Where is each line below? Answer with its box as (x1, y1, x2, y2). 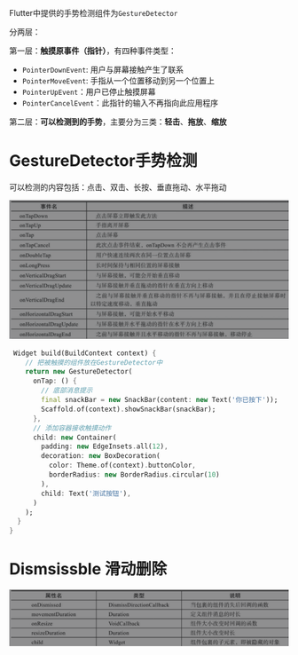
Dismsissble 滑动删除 (9, 559, 168, 580)
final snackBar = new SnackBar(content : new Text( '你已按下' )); (41, 396, 278, 405)
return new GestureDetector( (25, 367, 133, 376)
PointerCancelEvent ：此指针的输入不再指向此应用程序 (21, 98, 219, 108)
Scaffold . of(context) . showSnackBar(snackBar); (41, 405, 216, 414)
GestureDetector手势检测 (9, 151, 198, 171)
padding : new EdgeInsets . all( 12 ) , (41, 442, 169, 451)
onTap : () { (32, 376, 77, 386)
